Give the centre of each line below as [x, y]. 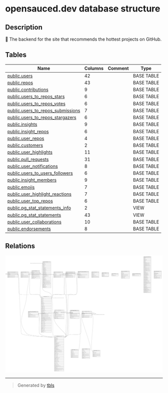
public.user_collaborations [34, 222]
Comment [118, 69]
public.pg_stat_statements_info [39, 208]
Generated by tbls [36, 385]
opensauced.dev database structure [83, 9]
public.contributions [28, 90]
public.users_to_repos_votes [36, 104]
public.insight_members [32, 180]
